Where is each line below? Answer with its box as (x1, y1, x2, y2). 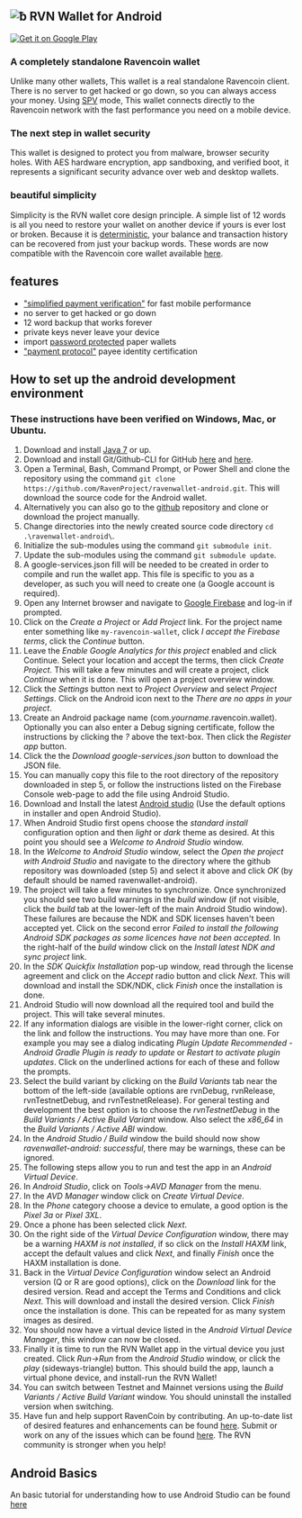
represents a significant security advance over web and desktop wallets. (10, 167, 280, 177)
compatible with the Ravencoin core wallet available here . (10, 248, 224, 258)
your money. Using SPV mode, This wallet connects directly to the (10, 95, 255, 106)
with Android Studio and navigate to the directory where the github (22, 856, 271, 867)
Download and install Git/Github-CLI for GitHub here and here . (22, 454, 254, 465)
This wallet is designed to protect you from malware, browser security (10, 148, 270, 158)
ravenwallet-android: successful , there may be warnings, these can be (22, 1143, 286, 1153)
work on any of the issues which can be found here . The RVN (22, 1430, 251, 1441)
